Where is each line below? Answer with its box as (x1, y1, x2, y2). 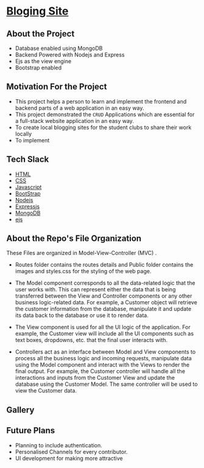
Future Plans (6, 425, 55, 436)
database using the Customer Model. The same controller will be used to (15, 380, 198, 388)
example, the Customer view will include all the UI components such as (15, 330, 194, 337)
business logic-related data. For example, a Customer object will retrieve (15, 299, 198, 306)
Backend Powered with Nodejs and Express (15, 51, 125, 58)
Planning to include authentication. (15, 441, 102, 449)
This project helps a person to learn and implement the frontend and (15, 97, 187, 105)
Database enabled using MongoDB (15, 44, 103, 52)
